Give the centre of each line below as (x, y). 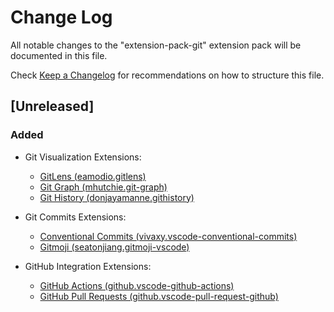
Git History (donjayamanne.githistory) (117, 197)
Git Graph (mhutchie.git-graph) (103, 187)
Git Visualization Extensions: (83, 157)
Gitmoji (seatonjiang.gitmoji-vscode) (114, 247)
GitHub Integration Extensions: (88, 266)
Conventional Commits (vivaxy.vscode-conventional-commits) (168, 236)
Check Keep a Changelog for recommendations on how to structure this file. (167, 75)
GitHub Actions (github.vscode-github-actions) (137, 285)
